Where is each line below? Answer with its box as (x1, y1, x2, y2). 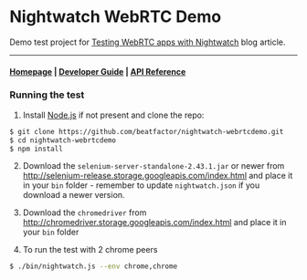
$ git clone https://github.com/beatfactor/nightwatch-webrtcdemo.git (9, 127, 284, 136)
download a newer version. (22, 190, 125, 201)
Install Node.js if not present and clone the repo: (22, 109, 205, 120)
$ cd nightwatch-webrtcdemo (9, 135, 117, 145)
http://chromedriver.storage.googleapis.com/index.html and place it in (22, 217, 287, 228)
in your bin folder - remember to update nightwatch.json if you (22, 180, 260, 191)
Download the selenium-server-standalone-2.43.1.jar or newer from (22, 161, 285, 171)
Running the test (9, 88, 85, 101)
